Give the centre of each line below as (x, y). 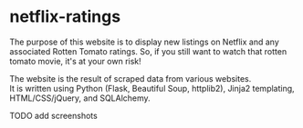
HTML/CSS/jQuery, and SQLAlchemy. (80, 98)
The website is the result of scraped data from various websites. (131, 78)
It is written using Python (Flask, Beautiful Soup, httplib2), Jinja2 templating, (152, 88)
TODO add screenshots (53, 115)
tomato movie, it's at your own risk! (75, 61)
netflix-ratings (65, 17)
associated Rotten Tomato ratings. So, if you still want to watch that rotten (148, 51)
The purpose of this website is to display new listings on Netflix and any (145, 42)
